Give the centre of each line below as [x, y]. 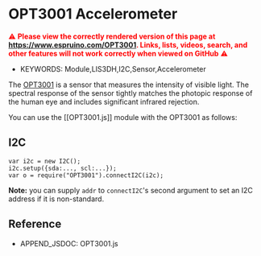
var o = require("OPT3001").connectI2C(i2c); [86, 175]
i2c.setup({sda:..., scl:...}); [62, 168]
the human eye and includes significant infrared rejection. [104, 101]
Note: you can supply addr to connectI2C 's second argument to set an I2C [131, 190]
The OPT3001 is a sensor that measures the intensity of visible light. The [129, 85]
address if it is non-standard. [56, 199]
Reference [35, 224]
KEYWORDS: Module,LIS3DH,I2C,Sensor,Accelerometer [113, 68]
